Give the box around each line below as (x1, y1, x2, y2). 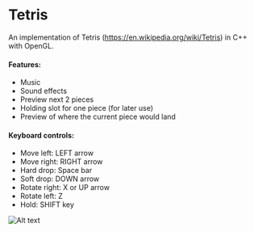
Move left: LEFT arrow (19, 148, 94, 158)
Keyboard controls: (8, 130, 75, 140)
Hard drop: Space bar (19, 166, 93, 175)
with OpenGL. (8, 40, 54, 50)
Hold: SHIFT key (19, 200, 75, 209)
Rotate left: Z (19, 192, 63, 201)
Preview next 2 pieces (19, 95, 94, 104)
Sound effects (19, 86, 67, 96)
